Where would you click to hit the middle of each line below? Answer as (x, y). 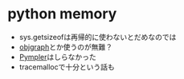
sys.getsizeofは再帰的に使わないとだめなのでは (98, 37)
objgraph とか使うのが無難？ (66, 47)
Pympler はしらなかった (58, 57)
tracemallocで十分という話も (67, 67)
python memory (62, 14)
